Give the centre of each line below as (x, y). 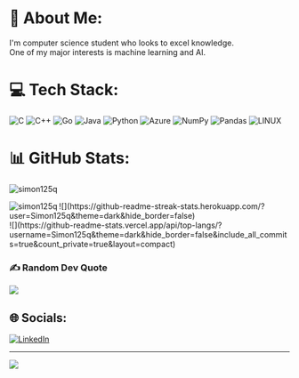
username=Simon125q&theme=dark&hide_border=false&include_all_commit (148, 234)
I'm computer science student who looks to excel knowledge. (121, 43)
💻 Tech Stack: (64, 90)
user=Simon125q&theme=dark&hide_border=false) (102, 215)
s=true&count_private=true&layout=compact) (93, 244)
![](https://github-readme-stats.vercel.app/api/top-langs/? (116, 225)
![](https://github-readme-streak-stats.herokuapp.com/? (162, 206)
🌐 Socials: (38, 318)
